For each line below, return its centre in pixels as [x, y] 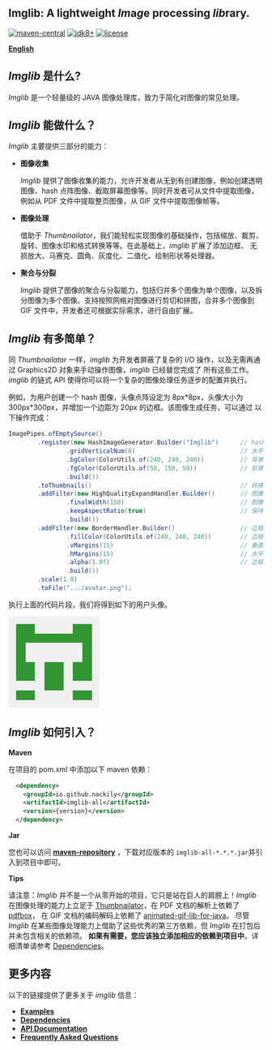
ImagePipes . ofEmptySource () [56, 434]
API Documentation [53, 1028]
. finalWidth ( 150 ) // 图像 [165, 502]
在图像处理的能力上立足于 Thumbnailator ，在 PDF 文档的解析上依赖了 [124, 906]
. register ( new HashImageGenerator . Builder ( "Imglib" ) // [143, 443]
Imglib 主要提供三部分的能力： [59, 146]
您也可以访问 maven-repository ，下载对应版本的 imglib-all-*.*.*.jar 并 [132, 852]
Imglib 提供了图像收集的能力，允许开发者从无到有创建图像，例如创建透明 [141, 181]
